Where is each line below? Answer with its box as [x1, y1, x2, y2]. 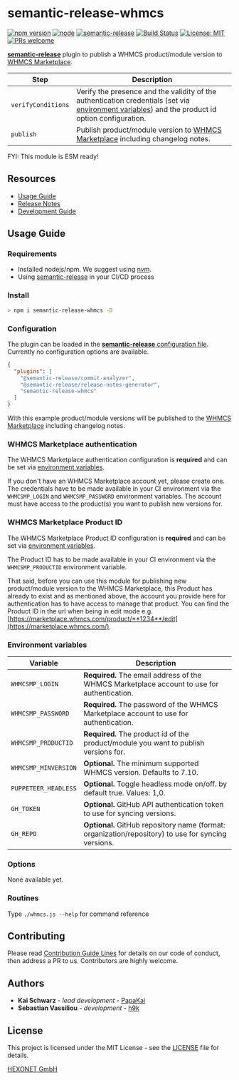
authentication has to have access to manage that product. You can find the [7, 599, 230, 608]
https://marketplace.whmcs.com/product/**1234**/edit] [9, 614, 178, 623]
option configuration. [75, 113, 147, 123]
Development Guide [17, 207, 76, 215]
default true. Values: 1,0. [83, 788, 166, 798]
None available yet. [7, 875, 64, 884]
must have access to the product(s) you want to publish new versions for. [7, 499, 223, 508]
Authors [7, 977, 45, 989]
